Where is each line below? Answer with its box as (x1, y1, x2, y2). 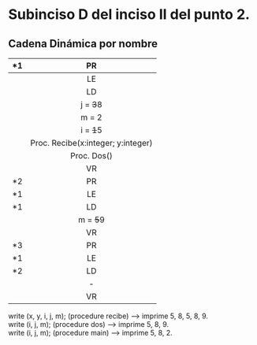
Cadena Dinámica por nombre (8, 37, 158, 50)
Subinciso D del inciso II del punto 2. (8, 6, 251, 24)
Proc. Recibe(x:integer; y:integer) (30, 138, 153, 148)
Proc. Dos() (70, 150, 113, 161)
